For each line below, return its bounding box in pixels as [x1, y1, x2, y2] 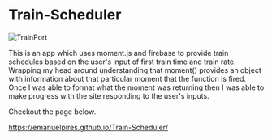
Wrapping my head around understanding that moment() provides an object [8, 65, 261, 74]
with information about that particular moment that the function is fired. [8, 74, 246, 83]
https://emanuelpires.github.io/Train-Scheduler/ [8, 122, 169, 132]
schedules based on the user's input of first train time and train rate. [8, 57, 237, 66]
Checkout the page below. [8, 107, 97, 117]
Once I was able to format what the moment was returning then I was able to [8, 83, 265, 92]
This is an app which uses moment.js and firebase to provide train [8, 48, 229, 57]
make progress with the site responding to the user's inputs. [8, 91, 209, 100]
